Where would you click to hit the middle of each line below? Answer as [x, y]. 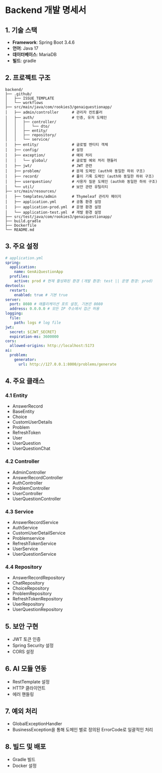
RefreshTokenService [34, 543]
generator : [25, 359]
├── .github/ [19, 94]
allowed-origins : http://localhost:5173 [52, 346]
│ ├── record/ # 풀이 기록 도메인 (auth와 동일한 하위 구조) [80, 176]
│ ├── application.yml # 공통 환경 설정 [53, 202]
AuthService [25, 527]
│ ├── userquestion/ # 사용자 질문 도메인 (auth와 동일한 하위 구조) [81, 181]
